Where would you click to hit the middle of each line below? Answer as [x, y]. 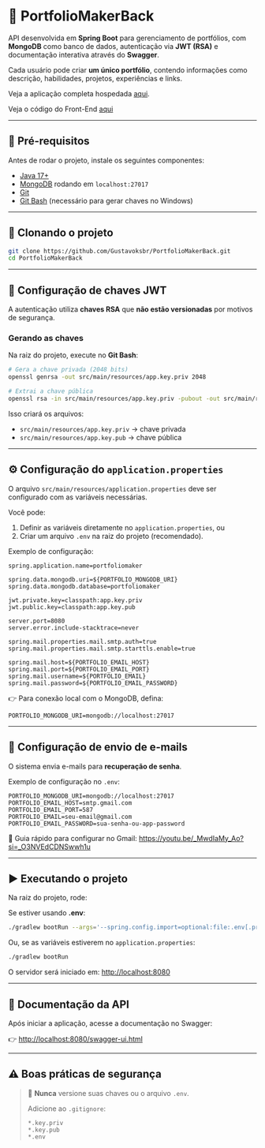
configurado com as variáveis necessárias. [78, 497]
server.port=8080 [37, 621]
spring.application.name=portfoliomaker [76, 566]
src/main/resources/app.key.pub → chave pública [101, 437]
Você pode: [27, 512]
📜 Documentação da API [69, 1004]
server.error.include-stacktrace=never [74, 628]
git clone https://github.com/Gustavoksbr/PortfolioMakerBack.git [119, 251]
